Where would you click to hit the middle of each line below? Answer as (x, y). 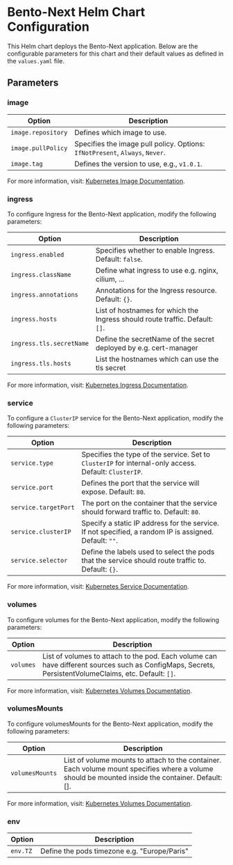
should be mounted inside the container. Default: (143, 777)
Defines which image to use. (120, 132)
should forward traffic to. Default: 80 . (141, 512)
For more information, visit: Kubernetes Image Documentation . (96, 181)
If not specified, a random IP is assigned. (147, 532)
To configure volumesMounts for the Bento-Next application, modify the (110, 724)
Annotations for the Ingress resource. (156, 290)
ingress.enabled (37, 254)
